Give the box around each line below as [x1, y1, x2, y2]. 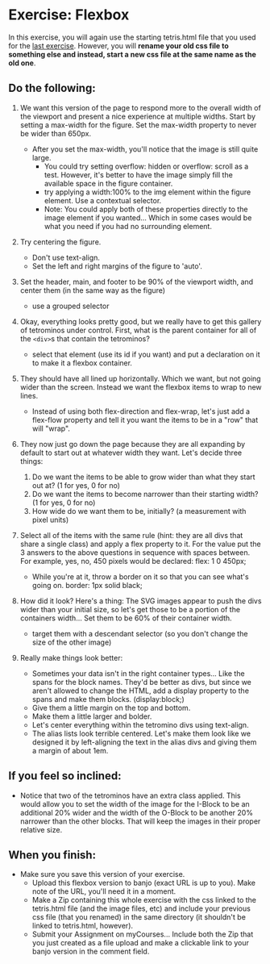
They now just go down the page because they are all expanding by [19, 439, 246, 449]
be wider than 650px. [19, 128, 91, 138]
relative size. [19, 824, 63, 834]
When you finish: [8, 848, 97, 862]
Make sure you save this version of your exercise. [19, 870, 185, 879]
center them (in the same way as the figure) [19, 285, 166, 295]
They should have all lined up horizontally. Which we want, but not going [19, 373, 261, 383]
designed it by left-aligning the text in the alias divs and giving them [31, 737, 257, 747]
